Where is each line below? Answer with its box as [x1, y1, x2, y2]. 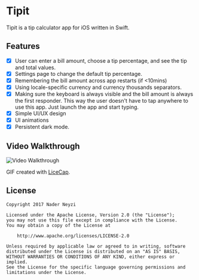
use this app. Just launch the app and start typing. [14, 103, 139, 111]
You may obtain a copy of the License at [6, 222, 111, 228]
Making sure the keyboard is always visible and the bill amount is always [14, 91, 194, 97]
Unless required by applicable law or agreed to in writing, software [6, 243, 186, 249]
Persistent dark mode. [14, 124, 70, 131]
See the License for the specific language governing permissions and [6, 264, 186, 270]
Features [6, 41, 40, 51]
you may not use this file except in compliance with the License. [6, 217, 178, 223]
